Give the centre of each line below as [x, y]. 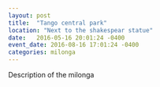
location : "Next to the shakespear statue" [81, 30]
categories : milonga [42, 52]
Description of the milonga [51, 75]
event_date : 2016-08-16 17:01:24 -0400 [74, 45]
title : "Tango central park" [58, 23]
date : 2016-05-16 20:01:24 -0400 [67, 38]
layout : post [30, 15]
